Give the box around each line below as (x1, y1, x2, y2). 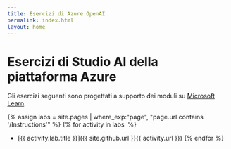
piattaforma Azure (7, 68, 117, 84)
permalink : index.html (7, 17, 74, 24)
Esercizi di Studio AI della (7, 53, 158, 70)
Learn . (7, 99, 26, 108)
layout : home (7, 23, 46, 30)
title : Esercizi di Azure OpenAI (7, 10, 106, 18)
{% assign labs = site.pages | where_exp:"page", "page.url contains (7, 113, 204, 122)
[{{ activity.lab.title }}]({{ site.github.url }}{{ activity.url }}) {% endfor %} (17, 134, 225, 143)
